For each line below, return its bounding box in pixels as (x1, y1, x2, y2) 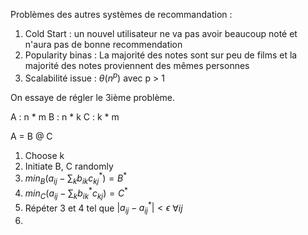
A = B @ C (10, 130, 53, 142)
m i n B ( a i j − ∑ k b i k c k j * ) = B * (24, 170, 128, 187)
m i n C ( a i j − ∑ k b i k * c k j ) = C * (24, 185, 128, 201)
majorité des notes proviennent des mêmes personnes (24, 60, 250, 71)
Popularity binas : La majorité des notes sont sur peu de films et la (24, 49, 298, 61)
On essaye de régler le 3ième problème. (10, 91, 176, 103)
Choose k (24, 149, 65, 161)
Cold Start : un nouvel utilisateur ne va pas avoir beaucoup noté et (24, 28, 298, 39)
